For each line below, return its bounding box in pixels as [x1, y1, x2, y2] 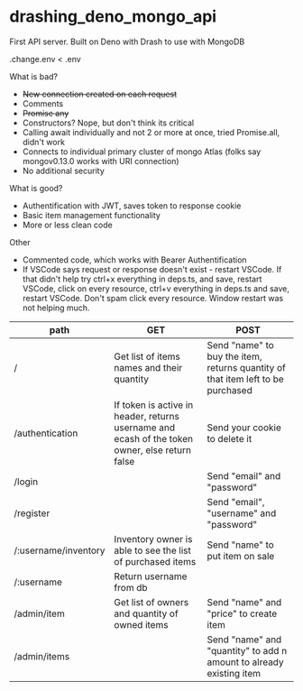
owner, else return [114, 444, 192, 456]
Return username [114, 570, 188, 583]
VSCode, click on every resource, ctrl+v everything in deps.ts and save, [22, 282, 290, 294]
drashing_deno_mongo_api [9, 6, 217, 27]
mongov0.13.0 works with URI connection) [22, 155, 179, 166]
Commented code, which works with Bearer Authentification [22, 254, 247, 265]
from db [114, 581, 148, 594]
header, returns [114, 410, 180, 422]
